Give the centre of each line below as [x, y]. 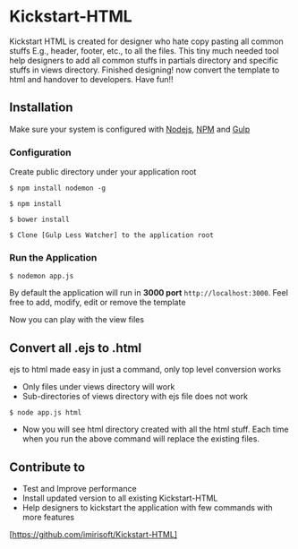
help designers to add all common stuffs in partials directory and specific [144, 60]
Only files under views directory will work [98, 387]
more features [48, 517]
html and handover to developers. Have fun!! [91, 79]
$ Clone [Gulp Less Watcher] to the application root [112, 236]
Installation [41, 108]
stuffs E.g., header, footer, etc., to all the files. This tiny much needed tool [144, 50]
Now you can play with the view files [77, 320]
